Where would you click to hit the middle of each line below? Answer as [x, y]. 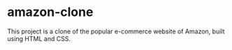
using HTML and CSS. [39, 38]
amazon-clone [50, 12]
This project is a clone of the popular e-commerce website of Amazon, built [116, 31]
